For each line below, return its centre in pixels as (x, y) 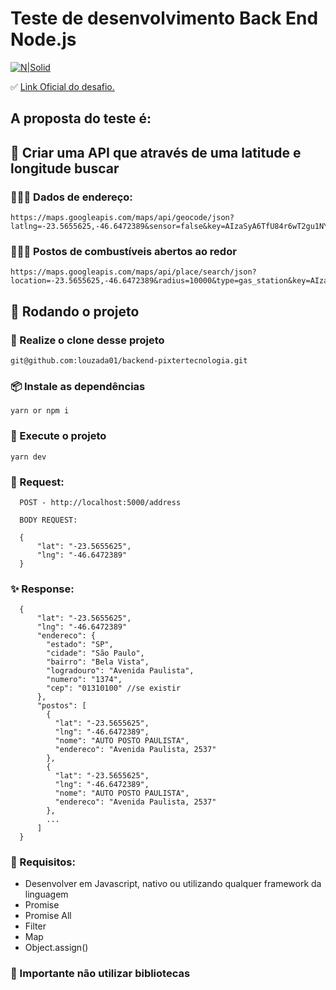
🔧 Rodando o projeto (75, 311)
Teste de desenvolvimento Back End (164, 18)
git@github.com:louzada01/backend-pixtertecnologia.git (129, 361)
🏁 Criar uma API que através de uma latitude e (156, 152)
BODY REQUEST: (48, 520)
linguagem (46, 894)
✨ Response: (42, 589)
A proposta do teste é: (81, 118)
